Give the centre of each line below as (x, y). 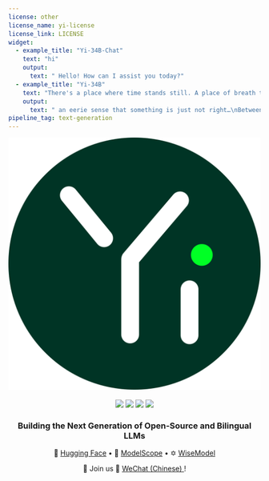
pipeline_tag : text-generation (60, 118)
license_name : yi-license (51, 25)
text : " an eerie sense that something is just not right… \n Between (146, 110)
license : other (34, 17)
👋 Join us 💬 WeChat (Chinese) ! (134, 469)
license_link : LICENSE (46, 34)
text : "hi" (41, 59)
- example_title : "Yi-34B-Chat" (70, 51)
